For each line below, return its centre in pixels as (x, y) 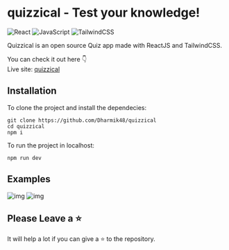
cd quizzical (26, 126)
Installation (32, 91)
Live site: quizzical (34, 69)
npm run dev (24, 158)
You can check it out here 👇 (47, 59)
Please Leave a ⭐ (44, 218)
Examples (29, 179)
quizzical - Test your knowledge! (104, 13)
